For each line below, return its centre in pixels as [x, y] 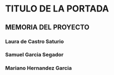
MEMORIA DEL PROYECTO [47, 27]
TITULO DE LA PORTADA [57, 9]
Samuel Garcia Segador [34, 54]
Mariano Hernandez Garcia [38, 68]
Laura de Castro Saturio [34, 41]
